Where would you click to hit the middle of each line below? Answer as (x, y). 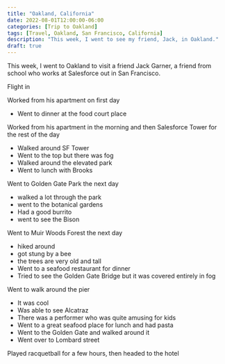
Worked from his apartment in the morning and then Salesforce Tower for (112, 127)
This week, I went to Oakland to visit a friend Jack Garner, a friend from (109, 66)
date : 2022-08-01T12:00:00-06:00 (56, 20)
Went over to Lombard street (58, 340)
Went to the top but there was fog (65, 155)
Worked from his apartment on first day (64, 100)
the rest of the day (34, 134)
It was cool (33, 303)
